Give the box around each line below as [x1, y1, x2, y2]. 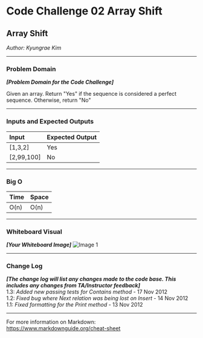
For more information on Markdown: [6, 318, 96, 326]
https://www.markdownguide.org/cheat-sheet [6, 325, 121, 332]
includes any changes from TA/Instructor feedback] [6, 282, 141, 289]
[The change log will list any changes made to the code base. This [6, 275, 176, 283]
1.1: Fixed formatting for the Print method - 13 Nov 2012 [6, 301, 143, 308]
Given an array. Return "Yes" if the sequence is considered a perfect [6, 90, 177, 98]
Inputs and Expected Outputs [6, 117, 94, 126]
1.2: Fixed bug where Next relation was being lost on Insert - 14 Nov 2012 [6, 295, 188, 302]
